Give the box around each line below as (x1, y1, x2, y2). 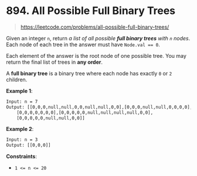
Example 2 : (6, 126, 34, 133)
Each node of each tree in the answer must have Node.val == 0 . (6, 41, 160, 48)
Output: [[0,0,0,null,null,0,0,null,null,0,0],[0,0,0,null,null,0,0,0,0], (6, 104, 193, 110)
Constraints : (6, 153, 37, 160)
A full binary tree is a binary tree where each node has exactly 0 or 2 (6, 70, 172, 77)
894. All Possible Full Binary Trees (6, 4, 176, 18)
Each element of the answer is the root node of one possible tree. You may (6, 52, 186, 59)
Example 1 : (6, 87, 33, 94)
